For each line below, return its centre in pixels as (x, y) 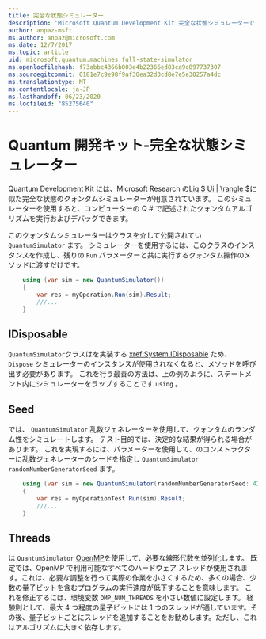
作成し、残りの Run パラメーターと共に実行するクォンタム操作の (140, 255)
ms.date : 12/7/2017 (40, 45)
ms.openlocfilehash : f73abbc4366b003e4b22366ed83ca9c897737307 (115, 67)
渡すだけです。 (60, 265)
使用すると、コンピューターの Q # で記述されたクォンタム (137, 209)
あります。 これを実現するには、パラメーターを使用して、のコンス (116, 449)
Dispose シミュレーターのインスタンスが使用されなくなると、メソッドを (125, 364)
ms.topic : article (38, 52)
